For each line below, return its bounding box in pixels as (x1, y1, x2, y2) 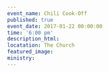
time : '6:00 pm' (7, 29, 53, 36)
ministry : (7, 55, 36, 62)
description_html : (7, 36, 60, 43)
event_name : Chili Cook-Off (7, 10, 88, 17)
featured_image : (7, 49, 53, 56)
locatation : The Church (7, 42, 75, 49)
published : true (7, 16, 53, 23)
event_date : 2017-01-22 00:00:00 (7, 23, 103, 29)
